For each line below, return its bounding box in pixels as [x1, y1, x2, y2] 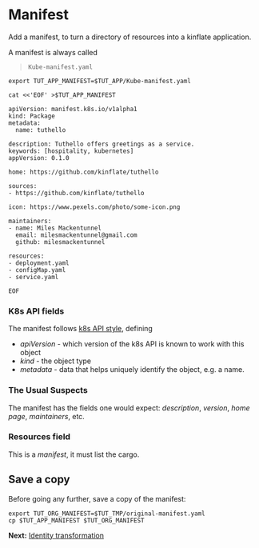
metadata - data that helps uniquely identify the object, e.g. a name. [19, 365, 245, 374]
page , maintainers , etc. [8, 411, 86, 421]
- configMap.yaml [8, 266, 66, 274]
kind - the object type [19, 356, 92, 366]
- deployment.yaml [8, 258, 70, 267]
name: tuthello [15, 126, 66, 134]
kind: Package [8, 112, 56, 120]
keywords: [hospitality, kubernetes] [8, 146, 134, 155]
